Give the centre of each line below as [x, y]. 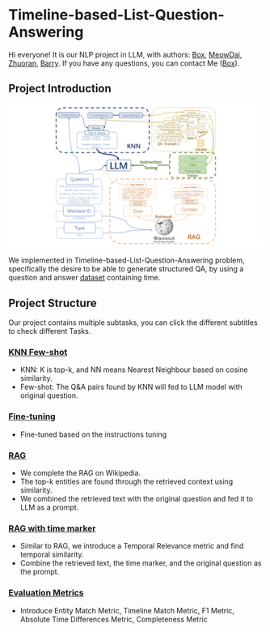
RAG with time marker [52, 528]
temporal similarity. [52, 555]
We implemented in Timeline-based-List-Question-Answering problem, [127, 260]
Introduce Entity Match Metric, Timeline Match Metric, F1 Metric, [127, 610]
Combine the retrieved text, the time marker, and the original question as [141, 563]
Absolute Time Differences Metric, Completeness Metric [114, 619]
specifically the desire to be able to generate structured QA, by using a [126, 269]
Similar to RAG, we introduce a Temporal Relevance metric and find [132, 546]
